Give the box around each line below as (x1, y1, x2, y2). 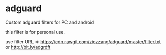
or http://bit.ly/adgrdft (5, 44, 51, 50)
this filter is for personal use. (5, 29, 65, 35)
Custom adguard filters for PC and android (5, 19, 94, 25)
